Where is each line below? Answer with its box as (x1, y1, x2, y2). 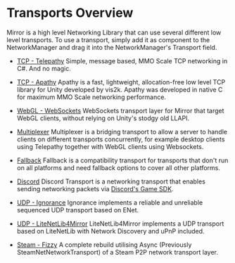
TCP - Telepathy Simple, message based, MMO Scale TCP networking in (16, 56, 228, 65)
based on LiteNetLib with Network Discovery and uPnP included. (16, 226, 205, 235)
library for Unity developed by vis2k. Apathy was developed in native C (16, 85, 223, 94)
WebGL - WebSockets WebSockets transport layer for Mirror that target (16, 106, 224, 115)
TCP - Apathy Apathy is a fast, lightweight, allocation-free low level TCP (16, 77, 226, 86)
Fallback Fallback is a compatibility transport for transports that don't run (16, 156, 229, 165)
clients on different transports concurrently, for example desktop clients (16, 135, 225, 143)
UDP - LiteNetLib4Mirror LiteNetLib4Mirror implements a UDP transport (16, 219, 224, 228)
